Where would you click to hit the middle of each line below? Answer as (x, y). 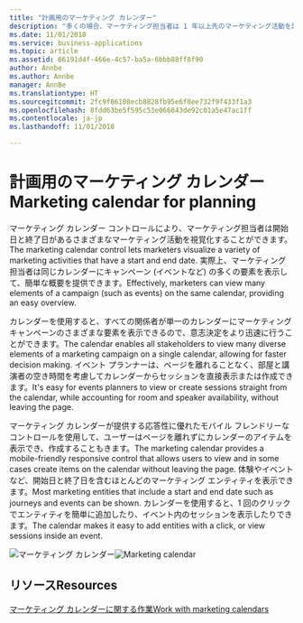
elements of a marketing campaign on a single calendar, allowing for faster (148, 354)
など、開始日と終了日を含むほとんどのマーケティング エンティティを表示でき (152, 480)
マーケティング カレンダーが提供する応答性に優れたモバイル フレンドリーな (150, 425)
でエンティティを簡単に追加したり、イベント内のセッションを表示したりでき (151, 514)
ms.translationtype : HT (54, 93)
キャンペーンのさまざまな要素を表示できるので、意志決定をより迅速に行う (147, 332)
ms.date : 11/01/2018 (48, 34)
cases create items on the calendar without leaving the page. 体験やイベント (151, 469)
